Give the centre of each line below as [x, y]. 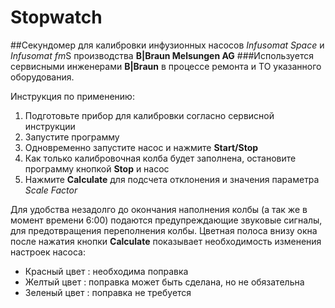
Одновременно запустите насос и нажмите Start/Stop [141, 147]
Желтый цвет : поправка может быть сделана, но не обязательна [164, 282]
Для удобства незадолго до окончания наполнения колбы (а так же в [159, 209]
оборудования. [42, 77]
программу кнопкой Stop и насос [97, 168]
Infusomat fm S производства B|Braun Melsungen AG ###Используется [162, 55]
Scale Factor [51, 190]
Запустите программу [72, 137]
